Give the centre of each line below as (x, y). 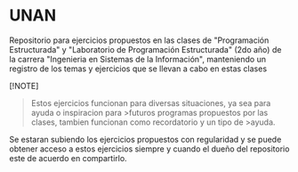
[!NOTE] (24, 86)
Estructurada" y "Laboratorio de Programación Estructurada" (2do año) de (145, 49)
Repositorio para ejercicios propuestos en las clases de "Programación (139, 40)
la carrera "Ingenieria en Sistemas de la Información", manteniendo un (138, 59)
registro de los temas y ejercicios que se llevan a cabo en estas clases (138, 69)
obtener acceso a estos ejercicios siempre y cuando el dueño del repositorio (149, 149)
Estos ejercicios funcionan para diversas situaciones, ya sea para (151, 102)
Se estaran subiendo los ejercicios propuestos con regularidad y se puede (145, 139)
